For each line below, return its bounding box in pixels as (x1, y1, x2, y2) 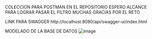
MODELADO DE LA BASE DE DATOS (5, 28, 78, 34)
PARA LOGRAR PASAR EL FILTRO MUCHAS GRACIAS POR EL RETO (5, 9, 140, 15)
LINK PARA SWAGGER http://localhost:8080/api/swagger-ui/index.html (5, 19, 148, 24)
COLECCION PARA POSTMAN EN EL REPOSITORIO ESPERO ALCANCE (5, 4, 147, 10)
